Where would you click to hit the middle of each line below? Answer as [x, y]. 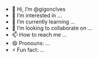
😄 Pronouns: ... [31, 43]
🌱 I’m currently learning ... [43, 22]
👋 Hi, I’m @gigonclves [39, 9]
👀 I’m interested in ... [37, 15]
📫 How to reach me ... [39, 35]
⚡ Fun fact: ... [28, 50]
